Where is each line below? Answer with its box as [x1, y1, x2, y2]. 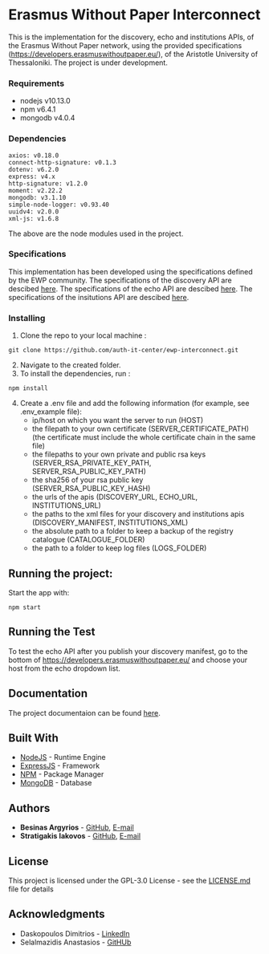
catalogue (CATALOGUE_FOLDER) [31, 535, 145, 545]
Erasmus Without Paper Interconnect [8, 6, 261, 24]
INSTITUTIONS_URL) [31, 501, 102, 510]
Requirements [8, 78, 65, 89]
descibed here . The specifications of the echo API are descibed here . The [8, 283, 253, 294]
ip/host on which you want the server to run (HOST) [31, 416, 204, 425]
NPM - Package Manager [19, 769, 104, 779]
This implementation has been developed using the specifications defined [8, 266, 253, 276]
